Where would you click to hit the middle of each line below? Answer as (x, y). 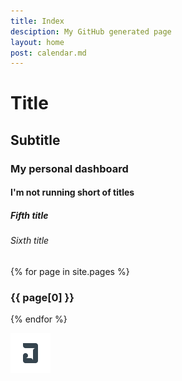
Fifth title (29, 215)
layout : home (37, 42)
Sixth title (30, 241)
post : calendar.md (48, 53)
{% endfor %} (39, 319)
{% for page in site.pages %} (70, 271)
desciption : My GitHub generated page (91, 31)
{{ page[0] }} (42, 297)
